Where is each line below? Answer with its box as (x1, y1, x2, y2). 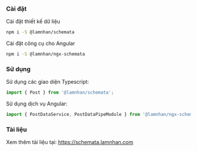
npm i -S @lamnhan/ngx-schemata (6, 52, 85, 57)
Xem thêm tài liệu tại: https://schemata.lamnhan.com (6, 139, 134, 146)
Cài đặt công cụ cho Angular (6, 40, 75, 47)
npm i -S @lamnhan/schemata (6, 29, 75, 35)
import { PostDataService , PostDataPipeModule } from (6, 112, 141, 118)
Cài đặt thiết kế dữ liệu (6, 18, 60, 25)
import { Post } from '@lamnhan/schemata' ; (6, 90, 114, 95)
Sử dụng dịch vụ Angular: (6, 100, 67, 107)
